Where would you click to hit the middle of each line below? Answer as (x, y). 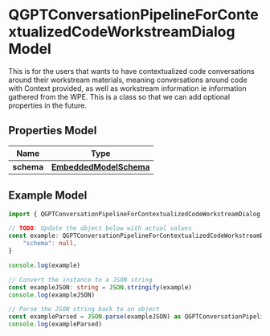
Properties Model (53, 131)
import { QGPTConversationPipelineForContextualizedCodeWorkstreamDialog (135, 214)
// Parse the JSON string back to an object (84, 309)
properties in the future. (47, 105)
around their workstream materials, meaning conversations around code (128, 80)
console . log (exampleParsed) (55, 324)
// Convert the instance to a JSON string (80, 280)
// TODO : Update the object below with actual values (100, 228)
